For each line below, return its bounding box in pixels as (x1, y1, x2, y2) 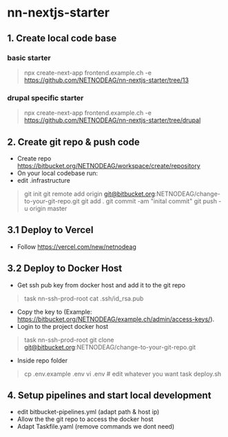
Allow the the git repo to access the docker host (17, 415, 154, 423)
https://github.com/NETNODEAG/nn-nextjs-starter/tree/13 (23, 76, 189, 84)
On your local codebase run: (17, 169, 99, 177)
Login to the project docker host (17, 322, 109, 330)
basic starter (7, 53, 52, 63)
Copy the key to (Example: (17, 307, 92, 316)
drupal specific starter (7, 93, 84, 103)
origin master (30, 204, 68, 212)
